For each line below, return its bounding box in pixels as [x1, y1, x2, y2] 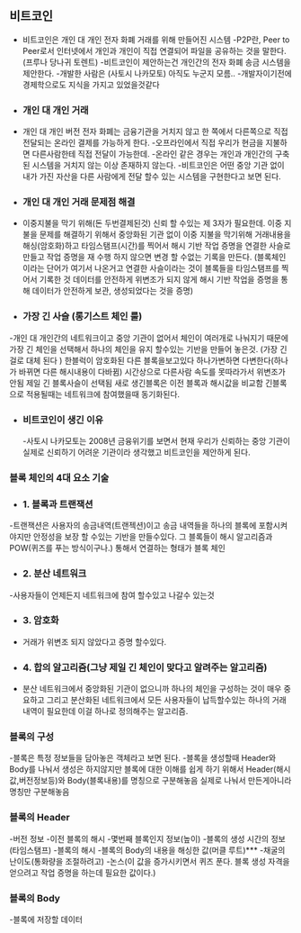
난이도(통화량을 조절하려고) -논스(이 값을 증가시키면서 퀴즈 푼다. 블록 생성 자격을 [9, 856, 290, 866]
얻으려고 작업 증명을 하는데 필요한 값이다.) [9, 867, 156, 878]
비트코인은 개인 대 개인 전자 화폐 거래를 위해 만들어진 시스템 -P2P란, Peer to [22, 34, 290, 45]
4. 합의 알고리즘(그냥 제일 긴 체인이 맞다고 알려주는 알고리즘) [22, 661, 268, 674]
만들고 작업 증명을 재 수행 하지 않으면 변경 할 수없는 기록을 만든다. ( [22, 251, 258, 263]
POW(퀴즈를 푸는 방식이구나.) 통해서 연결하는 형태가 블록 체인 [9, 543, 226, 554]
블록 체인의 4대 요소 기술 [9, 471, 110, 484]
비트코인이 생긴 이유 [22, 413, 104, 426]
